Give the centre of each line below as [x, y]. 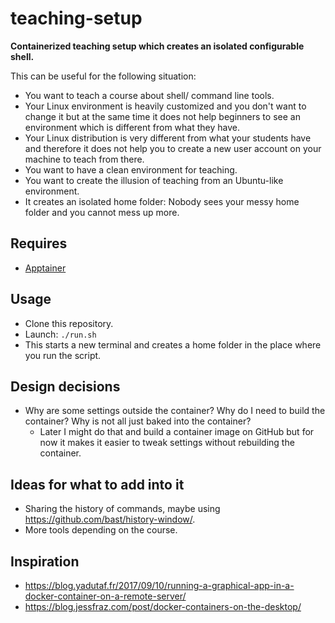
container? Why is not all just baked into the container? [138, 421]
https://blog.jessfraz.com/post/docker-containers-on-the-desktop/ [163, 606]
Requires [39, 243]
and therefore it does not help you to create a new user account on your [173, 148]
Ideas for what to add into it [97, 484]
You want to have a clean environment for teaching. [131, 169]
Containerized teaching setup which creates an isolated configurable [157, 46]
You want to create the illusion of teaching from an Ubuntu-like [154, 180]
